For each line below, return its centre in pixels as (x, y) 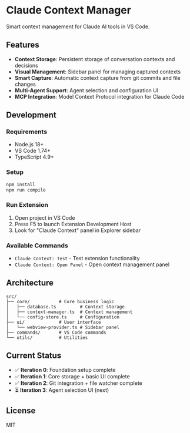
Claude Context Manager (69, 10)
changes (25, 84)
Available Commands (37, 246)
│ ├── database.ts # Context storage (66, 307)
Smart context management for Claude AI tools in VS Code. (78, 26)
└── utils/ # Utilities (47, 338)
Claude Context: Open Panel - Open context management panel (92, 264)
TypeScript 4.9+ (34, 157)
